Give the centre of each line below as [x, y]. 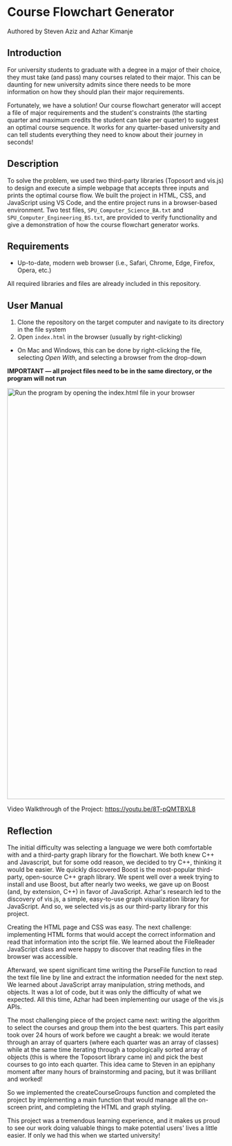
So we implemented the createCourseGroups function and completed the [112, 1092]
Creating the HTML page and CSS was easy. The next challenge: [99, 927]
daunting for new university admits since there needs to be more [99, 84]
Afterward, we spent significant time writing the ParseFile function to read [112, 970]
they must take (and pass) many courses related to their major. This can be [114, 77]
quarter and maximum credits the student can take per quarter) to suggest [113, 120]
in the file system [41, 330]
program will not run [37, 379]
